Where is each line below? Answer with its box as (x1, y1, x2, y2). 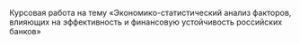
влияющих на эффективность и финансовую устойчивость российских (9, 17, 283, 27)
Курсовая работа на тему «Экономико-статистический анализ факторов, (9, 8, 292, 18)
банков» (9, 26, 42, 36)
